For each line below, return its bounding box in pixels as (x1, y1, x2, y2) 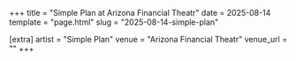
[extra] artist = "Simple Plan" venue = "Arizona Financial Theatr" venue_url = (9, 34, 288, 44)
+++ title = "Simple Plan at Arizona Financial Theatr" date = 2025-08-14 (9, 8, 271, 18)
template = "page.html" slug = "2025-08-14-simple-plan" (9, 17, 219, 27)
